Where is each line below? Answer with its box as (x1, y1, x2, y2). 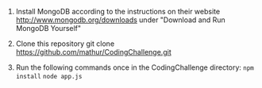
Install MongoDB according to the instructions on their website (15, 7, 221, 16)
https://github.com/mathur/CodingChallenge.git (15, 48, 172, 56)
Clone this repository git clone (15, 39, 115, 48)
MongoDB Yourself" (15, 24, 82, 33)
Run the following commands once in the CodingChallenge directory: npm (15, 63, 254, 72)
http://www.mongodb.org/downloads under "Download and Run (15, 15, 226, 25)
